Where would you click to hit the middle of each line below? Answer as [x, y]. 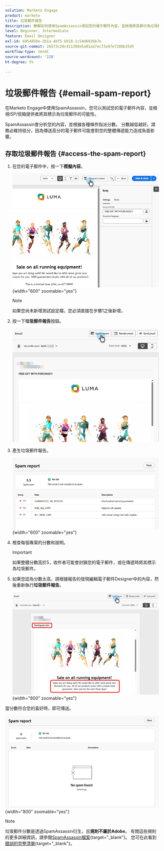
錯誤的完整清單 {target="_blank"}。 [40, 843]
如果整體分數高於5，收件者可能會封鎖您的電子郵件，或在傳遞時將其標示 [84, 562]
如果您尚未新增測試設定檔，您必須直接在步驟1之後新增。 [69, 311]
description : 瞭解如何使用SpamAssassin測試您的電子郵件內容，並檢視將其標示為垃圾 [82, 26]
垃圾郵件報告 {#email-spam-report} [78, 93]
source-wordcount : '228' [30, 57]
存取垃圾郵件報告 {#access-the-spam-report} [76, 153]
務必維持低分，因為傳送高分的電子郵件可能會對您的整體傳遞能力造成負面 [78, 131]
